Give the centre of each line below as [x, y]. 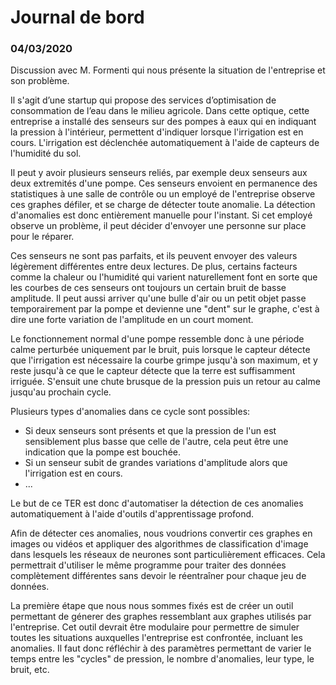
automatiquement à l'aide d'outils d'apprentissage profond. [132, 514]
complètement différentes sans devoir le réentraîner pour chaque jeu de [158, 576]
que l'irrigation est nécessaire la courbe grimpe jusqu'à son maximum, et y [164, 360]
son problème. [40, 81]
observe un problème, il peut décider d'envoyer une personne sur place [158, 226]
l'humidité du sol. [46, 153]
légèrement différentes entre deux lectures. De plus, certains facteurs [154, 267]
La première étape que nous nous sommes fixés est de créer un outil [152, 606]
